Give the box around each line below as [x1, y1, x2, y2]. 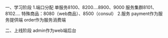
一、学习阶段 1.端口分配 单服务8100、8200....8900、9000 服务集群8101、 [5, 4, 157, 10]
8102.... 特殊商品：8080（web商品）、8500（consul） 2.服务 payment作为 [5, 10, 159, 16]
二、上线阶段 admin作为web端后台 [5, 27, 77, 33]
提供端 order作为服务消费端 [9, 17, 66, 22]
